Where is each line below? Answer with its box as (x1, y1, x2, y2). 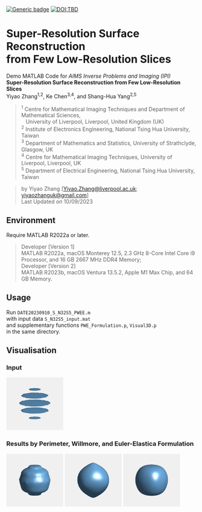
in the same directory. (6, 327, 60, 335)
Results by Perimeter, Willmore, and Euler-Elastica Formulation (6, 440, 194, 448)
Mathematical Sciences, (21, 112, 81, 119)
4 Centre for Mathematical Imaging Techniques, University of (21, 152, 173, 160)
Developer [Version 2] (21, 262, 76, 270)
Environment (6, 215, 56, 226)
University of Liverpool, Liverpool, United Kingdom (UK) (25, 118, 165, 125)
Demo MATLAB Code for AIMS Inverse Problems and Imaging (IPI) (6, 72, 171, 80)
